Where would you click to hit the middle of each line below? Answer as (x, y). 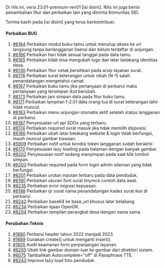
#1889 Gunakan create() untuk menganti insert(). (62, 239)
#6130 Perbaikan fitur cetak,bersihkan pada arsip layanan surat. (77, 71)
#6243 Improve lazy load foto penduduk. (54, 261)
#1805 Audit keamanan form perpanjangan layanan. (65, 245)
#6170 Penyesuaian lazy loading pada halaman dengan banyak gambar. (85, 149)
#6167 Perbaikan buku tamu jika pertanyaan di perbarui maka (75, 86)
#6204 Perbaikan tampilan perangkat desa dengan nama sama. (77, 212)
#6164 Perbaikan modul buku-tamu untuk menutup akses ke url (77, 44)
